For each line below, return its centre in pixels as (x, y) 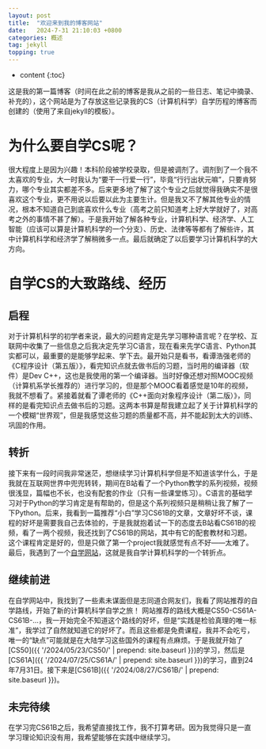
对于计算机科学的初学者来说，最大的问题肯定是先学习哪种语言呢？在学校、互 (133, 336)
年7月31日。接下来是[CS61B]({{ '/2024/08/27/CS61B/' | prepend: (114, 670)
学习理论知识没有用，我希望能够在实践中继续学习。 (91, 737)
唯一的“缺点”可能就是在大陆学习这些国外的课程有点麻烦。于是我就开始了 (126, 640)
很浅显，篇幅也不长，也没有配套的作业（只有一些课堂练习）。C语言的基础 (127, 493)
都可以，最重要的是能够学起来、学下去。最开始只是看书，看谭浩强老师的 (133, 355)
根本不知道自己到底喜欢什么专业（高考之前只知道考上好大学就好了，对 (136, 209)
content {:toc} (42, 75)
